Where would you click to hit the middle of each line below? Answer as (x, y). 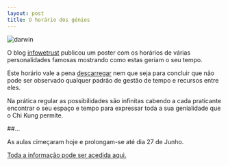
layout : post (26, 13)
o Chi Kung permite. (35, 115)
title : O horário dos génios (49, 20)
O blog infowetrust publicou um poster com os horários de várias (99, 53)
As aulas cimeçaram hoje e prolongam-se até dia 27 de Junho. (96, 141)
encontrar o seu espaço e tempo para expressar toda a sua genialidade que (114, 108)
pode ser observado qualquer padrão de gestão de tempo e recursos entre (113, 80)
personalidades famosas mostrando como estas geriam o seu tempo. (105, 59)
